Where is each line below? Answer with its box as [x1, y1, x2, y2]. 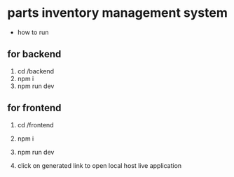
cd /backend [17, 66, 55, 75]
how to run [17, 28, 49, 36]
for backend [7, 48, 62, 60]
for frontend [7, 102, 62, 114]
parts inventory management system [7, 5, 228, 21]
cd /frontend [17, 120, 54, 129]
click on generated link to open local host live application [17, 161, 182, 169]
